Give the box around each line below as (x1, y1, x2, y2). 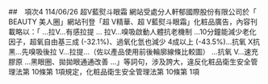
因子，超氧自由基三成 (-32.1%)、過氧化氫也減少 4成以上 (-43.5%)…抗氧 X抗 (8, 37, 261, 46)
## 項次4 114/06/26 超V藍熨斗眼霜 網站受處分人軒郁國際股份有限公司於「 (8, 7, 257, 16)
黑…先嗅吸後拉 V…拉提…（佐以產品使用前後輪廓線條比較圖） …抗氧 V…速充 (8, 47, 258, 56)
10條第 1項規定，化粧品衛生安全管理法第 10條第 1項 (31, 67, 200, 76)
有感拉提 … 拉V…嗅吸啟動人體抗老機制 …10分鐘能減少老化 (65, 27, 257, 36)
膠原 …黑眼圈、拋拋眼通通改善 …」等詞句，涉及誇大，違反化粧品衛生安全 (8, 57, 252, 66)
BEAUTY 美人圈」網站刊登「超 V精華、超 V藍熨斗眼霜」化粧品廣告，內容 (8, 17, 251, 26)
